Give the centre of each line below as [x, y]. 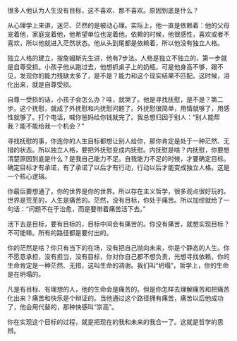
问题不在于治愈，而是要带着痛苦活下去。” [87, 209]
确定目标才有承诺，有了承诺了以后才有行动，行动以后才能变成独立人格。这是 [119, 167]
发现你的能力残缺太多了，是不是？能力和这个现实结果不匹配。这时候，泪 [124, 76]
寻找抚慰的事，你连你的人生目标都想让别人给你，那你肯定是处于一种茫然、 [115, 141]
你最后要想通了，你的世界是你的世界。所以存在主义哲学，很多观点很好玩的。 [119, 191]
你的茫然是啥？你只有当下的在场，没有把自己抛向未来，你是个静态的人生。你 [119, 248]
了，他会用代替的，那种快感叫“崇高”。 [63, 307]
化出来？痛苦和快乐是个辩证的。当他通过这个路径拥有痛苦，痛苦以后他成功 [115, 298]
